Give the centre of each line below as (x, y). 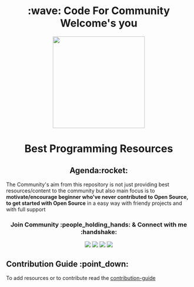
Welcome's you (99, 23)
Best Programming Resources (99, 149)
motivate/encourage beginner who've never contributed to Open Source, (97, 197)
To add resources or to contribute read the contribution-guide (81, 278)
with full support (26, 209)
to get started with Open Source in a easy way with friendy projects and (94, 203)
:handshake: (99, 232)
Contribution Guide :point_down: (67, 264)
